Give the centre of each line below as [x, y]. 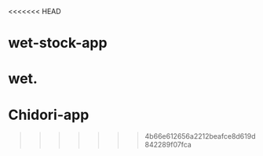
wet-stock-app [58, 43]
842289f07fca [168, 145]
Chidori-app [49, 115]
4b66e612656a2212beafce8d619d [200, 136]
